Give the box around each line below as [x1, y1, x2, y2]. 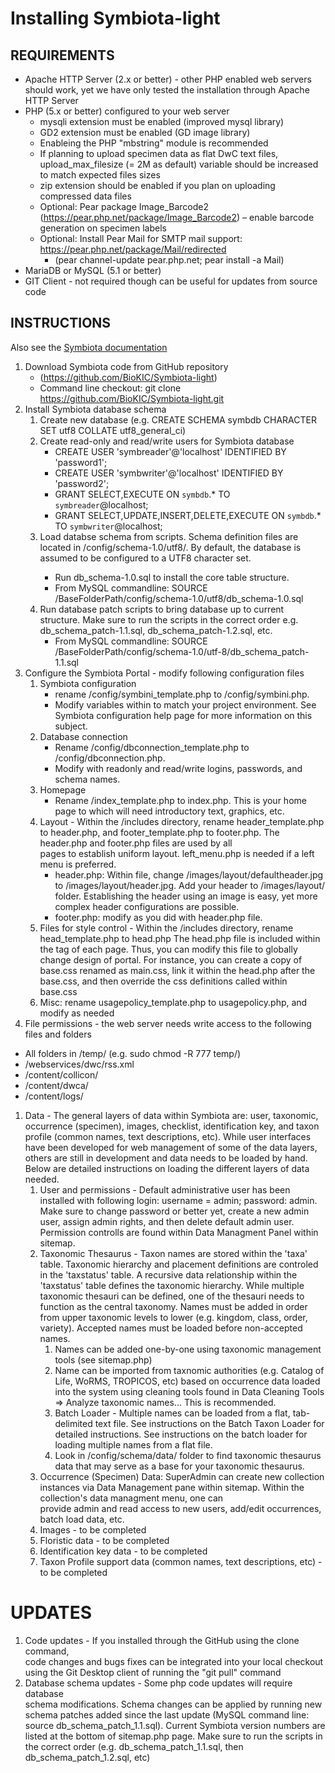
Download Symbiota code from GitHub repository [24, 360, 229, 372]
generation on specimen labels [39, 222, 167, 234]
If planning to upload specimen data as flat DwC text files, [39, 148, 279, 159]
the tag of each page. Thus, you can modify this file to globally [39, 943, 298, 955]
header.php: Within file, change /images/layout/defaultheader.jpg [54, 868, 324, 881]
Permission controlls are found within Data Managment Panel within [39, 1226, 319, 1238]
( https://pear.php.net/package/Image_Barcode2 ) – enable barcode [39, 212, 315, 223]
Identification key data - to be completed [39, 1545, 208, 1557]
